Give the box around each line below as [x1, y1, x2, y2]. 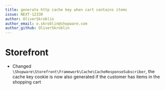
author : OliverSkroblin [5, 16, 55, 21]
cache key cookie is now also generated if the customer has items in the [12, 74, 160, 80]
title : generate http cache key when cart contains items [5, 7, 127, 12]
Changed [12, 63, 31, 69]
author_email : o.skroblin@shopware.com [5, 21, 88, 26]
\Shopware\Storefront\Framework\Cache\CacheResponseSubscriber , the [12, 69, 155, 75]
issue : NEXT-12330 [5, 12, 43, 17]
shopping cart [12, 79, 41, 85]
